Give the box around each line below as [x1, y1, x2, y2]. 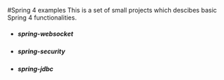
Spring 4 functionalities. [7, 13, 77, 22]
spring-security [17, 47, 66, 55]
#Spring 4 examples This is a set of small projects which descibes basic [7, 6, 218, 14]
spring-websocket [17, 29, 73, 38]
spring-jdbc [17, 65, 54, 73]
